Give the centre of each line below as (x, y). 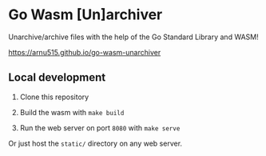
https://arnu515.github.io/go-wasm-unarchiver (85, 52)
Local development (57, 78)
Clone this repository (54, 97)
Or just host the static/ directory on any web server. (95, 143)
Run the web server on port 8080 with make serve (100, 128)
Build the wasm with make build (72, 112)
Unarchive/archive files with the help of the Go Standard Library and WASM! (133, 37)
